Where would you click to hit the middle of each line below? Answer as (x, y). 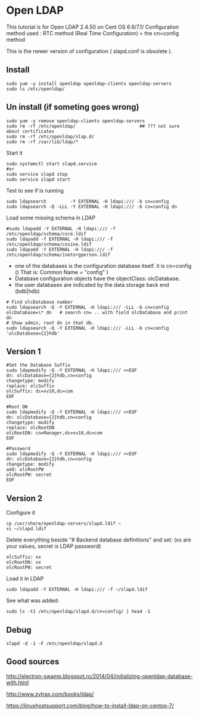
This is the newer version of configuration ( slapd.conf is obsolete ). (89, 51)
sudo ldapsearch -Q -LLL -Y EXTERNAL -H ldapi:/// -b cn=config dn (92, 206)
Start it (14, 153)
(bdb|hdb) (27, 291)
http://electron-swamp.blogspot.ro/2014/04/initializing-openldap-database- (99, 676)
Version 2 (24, 498)
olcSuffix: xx (24, 557)
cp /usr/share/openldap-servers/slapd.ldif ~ (63, 524)
